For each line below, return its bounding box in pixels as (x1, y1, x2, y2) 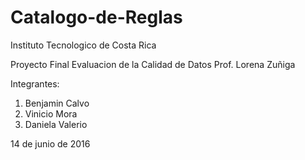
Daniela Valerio (24, 118, 88, 130)
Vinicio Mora (24, 107, 78, 120)
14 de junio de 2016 (10, 137, 91, 150)
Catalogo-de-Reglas (10, 6, 183, 29)
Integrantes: (10, 77, 60, 90)
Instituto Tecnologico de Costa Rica (10, 39, 157, 51)
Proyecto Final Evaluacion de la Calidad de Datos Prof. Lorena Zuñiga (10, 58, 296, 70)
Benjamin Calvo (24, 97, 90, 109)
